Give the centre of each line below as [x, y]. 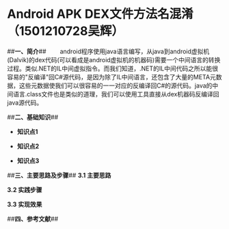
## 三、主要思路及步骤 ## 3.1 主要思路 [59, 175]
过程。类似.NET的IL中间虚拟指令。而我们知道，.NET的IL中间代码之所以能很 [113, 68]
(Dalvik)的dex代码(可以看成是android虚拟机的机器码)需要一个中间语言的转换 [114, 59]
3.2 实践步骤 [25, 189]
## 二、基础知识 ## [33, 117]
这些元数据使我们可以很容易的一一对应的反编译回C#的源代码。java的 [116, 85]
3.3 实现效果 [25, 204]
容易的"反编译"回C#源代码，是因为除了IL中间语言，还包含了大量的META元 [112, 77]
